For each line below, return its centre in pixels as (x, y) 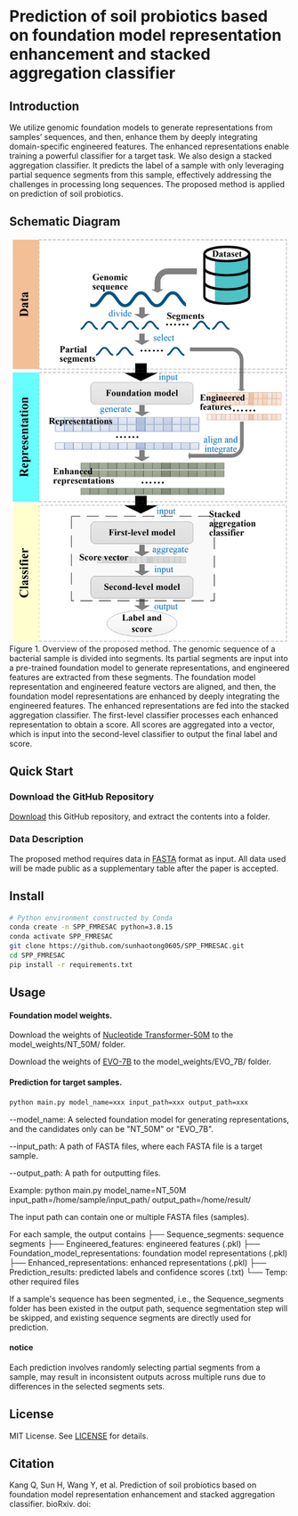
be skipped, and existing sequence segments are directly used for (130, 1317)
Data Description (47, 840)
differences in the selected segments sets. (87, 1386)
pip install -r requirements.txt (71, 964)
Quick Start (41, 771)
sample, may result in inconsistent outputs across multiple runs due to (137, 1377)
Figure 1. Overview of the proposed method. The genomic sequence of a (142, 649)
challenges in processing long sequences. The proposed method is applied (147, 184)
